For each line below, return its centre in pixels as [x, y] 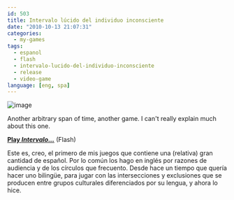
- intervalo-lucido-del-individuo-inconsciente [84, 66]
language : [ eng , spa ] [39, 85]
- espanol [28, 53]
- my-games [29, 40]
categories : [24, 33]
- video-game [32, 79]
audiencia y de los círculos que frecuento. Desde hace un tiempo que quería [117, 168]
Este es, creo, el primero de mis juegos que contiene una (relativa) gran [110, 153]
